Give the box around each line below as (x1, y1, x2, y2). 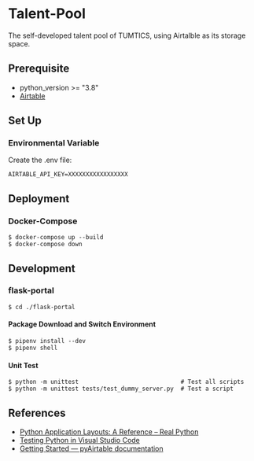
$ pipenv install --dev (8, 337, 87, 345)
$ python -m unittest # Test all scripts (8, 378, 245, 386)
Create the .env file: (8, 155, 72, 165)
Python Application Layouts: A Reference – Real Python (19, 427, 199, 437)
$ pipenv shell (8, 344, 58, 352)
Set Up (8, 114, 42, 127)
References (8, 406, 66, 419)
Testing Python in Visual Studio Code (19, 436, 140, 445)
